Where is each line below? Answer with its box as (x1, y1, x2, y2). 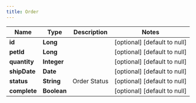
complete (9, 86, 37, 95)
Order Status (72, 77, 109, 85)
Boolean (43, 86, 67, 95)
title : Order (6, 8, 39, 15)
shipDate (9, 67, 36, 75)
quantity (9, 57, 34, 66)
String (43, 77, 61, 85)
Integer (43, 57, 64, 66)
